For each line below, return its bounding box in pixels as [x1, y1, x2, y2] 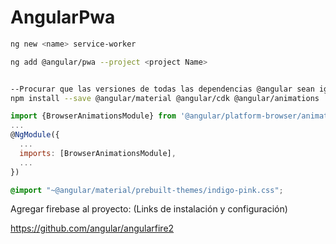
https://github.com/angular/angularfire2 [10, 222, 175, 235]
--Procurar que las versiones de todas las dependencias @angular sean [10, 84, 315, 94]
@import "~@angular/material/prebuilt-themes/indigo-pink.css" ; [10, 185, 284, 195]
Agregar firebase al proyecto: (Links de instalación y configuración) [10, 203, 288, 215]
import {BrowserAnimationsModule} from [10, 111, 177, 121]
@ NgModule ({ [10, 130, 60, 140]
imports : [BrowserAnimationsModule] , [19, 148, 177, 158]
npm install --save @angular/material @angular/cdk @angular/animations [10, 93, 320, 103]
